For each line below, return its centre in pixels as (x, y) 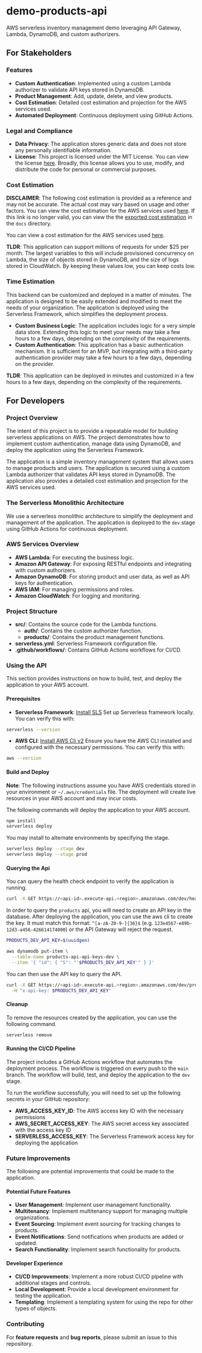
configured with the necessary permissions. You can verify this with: (100, 747)
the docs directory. (29, 224)
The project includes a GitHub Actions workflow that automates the (90, 1061)
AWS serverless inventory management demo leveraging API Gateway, (94, 28)
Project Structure (32, 611)
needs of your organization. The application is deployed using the (87, 307)
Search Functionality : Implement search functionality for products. (98, 1250)
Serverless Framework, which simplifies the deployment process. (87, 314)
